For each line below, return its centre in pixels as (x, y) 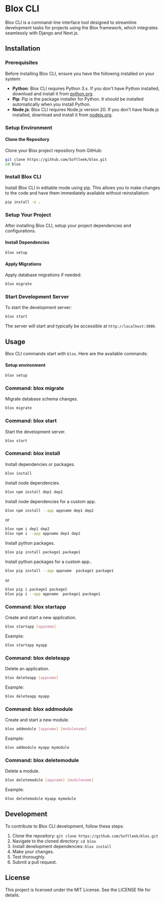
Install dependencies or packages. (40, 464)
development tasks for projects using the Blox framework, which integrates (82, 27)
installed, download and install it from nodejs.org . (62, 115)
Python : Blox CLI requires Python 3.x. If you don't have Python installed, (86, 88)
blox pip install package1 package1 (43, 552)
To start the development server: (39, 308)
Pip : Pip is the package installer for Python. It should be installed (78, 99)
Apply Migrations (23, 264)
